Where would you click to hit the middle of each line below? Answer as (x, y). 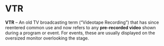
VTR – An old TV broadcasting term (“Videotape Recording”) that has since (82, 22)
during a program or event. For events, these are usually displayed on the (80, 33)
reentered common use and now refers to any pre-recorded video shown (81, 27)
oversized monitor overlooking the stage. (47, 38)
